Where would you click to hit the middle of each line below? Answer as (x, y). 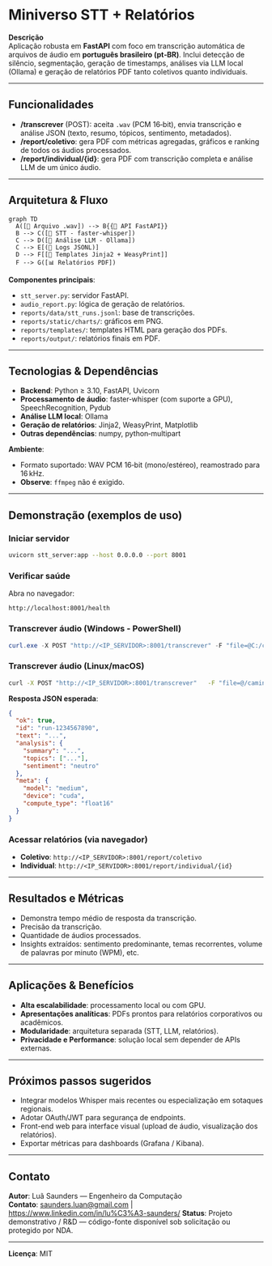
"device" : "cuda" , (54, 796)
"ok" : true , (36, 721)
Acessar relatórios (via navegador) (78, 839)
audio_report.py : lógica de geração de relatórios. (102, 304)
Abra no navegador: (42, 593)
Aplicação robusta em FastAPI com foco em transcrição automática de (127, 45)
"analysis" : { (39, 743)
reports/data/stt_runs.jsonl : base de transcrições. (107, 312)
